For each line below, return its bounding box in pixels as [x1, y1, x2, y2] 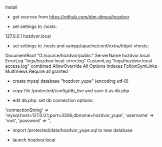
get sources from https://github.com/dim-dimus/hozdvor [12, 14, 129, 19]
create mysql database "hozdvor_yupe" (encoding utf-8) [12, 78, 129, 84]
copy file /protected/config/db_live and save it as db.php [12, 88, 129, 94]
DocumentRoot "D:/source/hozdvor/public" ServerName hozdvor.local [5, 52, 150, 58]
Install [5, 4, 17, 10]
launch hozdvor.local [12, 137, 56, 143]
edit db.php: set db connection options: [12, 97, 94, 103]
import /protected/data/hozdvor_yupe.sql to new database [12, 127, 133, 133]
